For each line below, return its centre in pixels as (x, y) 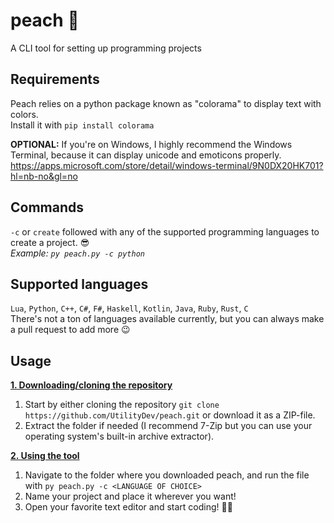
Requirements (55, 79)
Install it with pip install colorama (82, 125)
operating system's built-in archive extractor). (119, 436)
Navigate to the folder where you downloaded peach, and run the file (167, 475)
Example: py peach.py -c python (77, 253)
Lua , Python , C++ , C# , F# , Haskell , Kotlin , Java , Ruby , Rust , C (129, 308)
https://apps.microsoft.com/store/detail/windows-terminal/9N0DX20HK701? (167, 165)
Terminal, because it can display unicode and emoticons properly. (146, 155)
